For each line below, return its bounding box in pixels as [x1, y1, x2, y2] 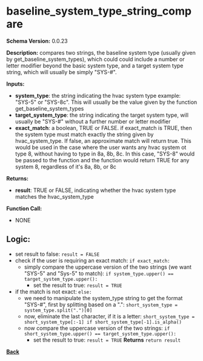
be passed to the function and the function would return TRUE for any [15, 156, 190, 163]
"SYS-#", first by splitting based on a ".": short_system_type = [24, 301, 178, 308]
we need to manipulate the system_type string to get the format [24, 294, 183, 301]
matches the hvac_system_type [15, 193, 94, 200]
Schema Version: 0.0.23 [6, 37, 68, 44]
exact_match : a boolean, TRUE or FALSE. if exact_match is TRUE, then [15, 124, 192, 131]
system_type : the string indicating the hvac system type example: [15, 92, 181, 99]
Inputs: [6, 80, 25, 88]
